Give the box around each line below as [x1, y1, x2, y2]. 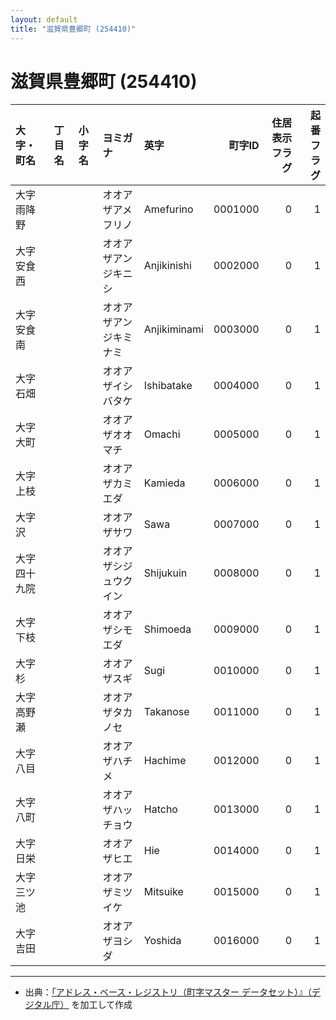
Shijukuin [143, 566, 188, 580]
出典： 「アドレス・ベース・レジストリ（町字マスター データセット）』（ [24, 986, 313, 998]
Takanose [143, 705, 190, 719]
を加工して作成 [71, 999, 133, 1011]
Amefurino [143, 202, 194, 216]
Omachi [143, 427, 181, 441]
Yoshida [143, 934, 182, 948]
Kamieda [143, 476, 186, 490]
